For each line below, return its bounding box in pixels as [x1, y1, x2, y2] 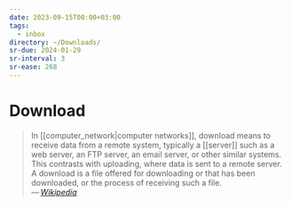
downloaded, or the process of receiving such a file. [30, 177, 222, 187]
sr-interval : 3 [9, 54, 66, 63]
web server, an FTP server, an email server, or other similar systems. [30, 148, 282, 160]
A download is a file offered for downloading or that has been [30, 168, 256, 178]
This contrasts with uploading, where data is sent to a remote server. [30, 158, 282, 169]
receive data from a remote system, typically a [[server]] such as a [30, 139, 275, 150]
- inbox [17, 29, 46, 38]
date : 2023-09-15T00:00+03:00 [9, 12, 122, 22]
